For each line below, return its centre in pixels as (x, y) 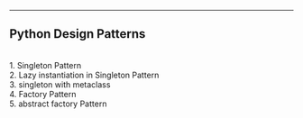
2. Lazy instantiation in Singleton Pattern (84, 75)
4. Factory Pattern (43, 94)
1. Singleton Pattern (46, 65)
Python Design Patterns (78, 34)
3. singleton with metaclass (60, 84)
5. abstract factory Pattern (58, 104)
